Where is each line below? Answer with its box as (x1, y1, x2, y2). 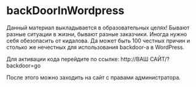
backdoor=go (6, 62, 41, 69)
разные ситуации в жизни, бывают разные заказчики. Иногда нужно (6, 30, 187, 37)
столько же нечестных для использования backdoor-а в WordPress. (6, 43, 185, 51)
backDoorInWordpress (6, 4, 125, 18)
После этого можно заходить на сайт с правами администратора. (6, 74, 181, 81)
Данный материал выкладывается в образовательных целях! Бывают (6, 24, 190, 31)
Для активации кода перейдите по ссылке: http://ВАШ (6, 55, 149, 62)
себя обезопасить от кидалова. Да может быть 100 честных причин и (6, 37, 190, 44)
